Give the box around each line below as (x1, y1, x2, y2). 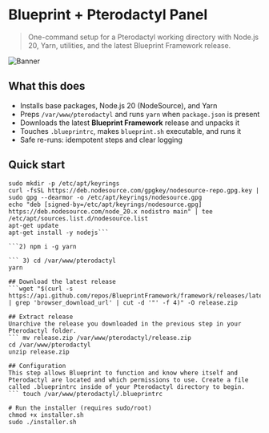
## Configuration (8, 362, 66, 370)
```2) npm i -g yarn (8, 242, 78, 250)
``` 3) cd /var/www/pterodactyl (8, 257, 116, 265)
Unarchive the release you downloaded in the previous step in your (8, 319, 242, 328)
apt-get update (8, 221, 59, 229)
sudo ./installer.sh (8, 418, 78, 426)
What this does (8, 79, 86, 93)
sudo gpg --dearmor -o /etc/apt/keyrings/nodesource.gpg (8, 193, 203, 201)
